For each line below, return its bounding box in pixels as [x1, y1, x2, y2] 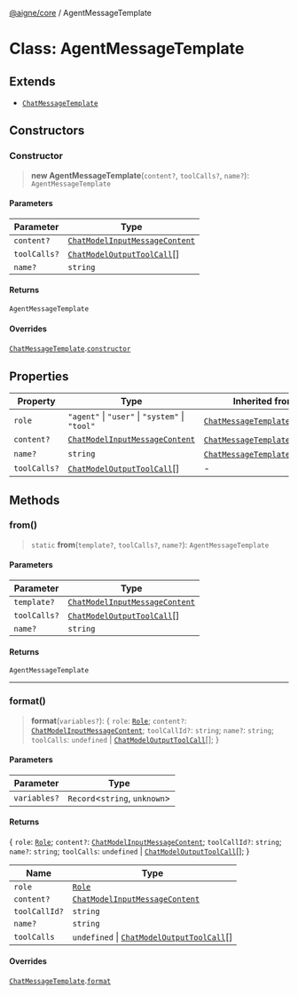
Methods [9, 492, 60, 507]
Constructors [9, 123, 85, 139]
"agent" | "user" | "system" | [67, 410, 184, 423]
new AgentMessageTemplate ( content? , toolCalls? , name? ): [30, 170, 250, 180]
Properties [9, 369, 69, 384]
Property [17, 395, 56, 408]
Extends [9, 74, 56, 89]
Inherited [232, 395, 273, 408]
